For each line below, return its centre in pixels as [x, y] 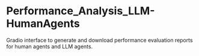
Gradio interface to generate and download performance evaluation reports [100, 40]
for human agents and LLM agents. [50, 46]
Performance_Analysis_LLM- [81, 11]
